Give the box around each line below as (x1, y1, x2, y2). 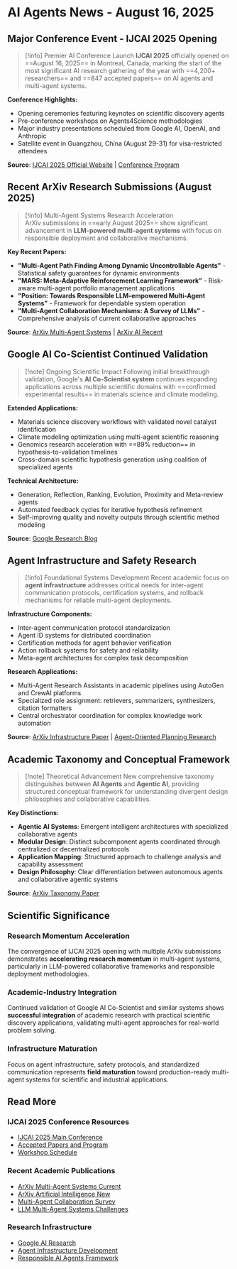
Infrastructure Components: (7, 610, 92, 619)
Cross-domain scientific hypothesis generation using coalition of (17, 455, 207, 464)
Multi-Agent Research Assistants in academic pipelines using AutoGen (17, 681, 224, 690)
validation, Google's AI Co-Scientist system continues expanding (24, 374, 218, 383)
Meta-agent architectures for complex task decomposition (17, 654, 189, 663)
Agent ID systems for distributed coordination (17, 631, 151, 640)
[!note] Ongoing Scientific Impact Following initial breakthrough (24, 367, 210, 376)
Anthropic (17, 132, 47, 140)
